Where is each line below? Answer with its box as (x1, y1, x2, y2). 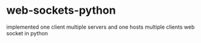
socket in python (6, 29, 49, 36)
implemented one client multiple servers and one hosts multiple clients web (6, 23, 195, 30)
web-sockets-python (6, 4, 117, 17)
